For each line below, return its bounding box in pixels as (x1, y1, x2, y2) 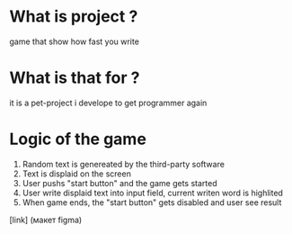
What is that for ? (9, 67, 140, 88)
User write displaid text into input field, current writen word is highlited (22, 187, 283, 198)
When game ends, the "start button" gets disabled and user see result (22, 196, 282, 208)
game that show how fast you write (9, 36, 139, 47)
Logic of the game (9, 129, 146, 149)
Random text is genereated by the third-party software (22, 158, 225, 169)
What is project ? (9, 6, 138, 27)
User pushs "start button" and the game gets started (22, 177, 217, 188)
